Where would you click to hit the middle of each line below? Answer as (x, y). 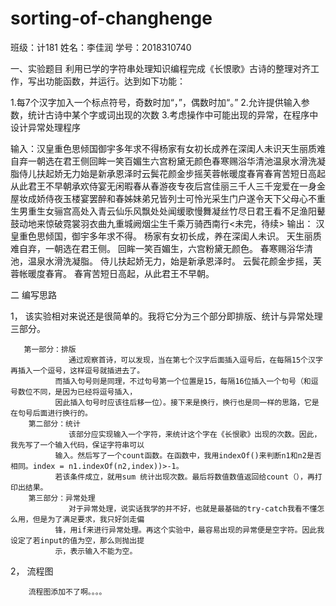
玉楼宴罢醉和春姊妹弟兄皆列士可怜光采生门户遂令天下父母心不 (189, 198)
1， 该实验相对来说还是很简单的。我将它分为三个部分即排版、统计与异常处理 (166, 316)
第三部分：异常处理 (62, 498)
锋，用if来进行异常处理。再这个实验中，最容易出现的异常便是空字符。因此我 (189, 530)
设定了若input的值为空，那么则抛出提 (77, 540)
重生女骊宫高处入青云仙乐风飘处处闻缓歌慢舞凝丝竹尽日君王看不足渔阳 (172, 211)
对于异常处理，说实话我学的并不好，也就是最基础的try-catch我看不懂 (193, 508)
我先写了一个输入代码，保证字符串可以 (77, 445)
